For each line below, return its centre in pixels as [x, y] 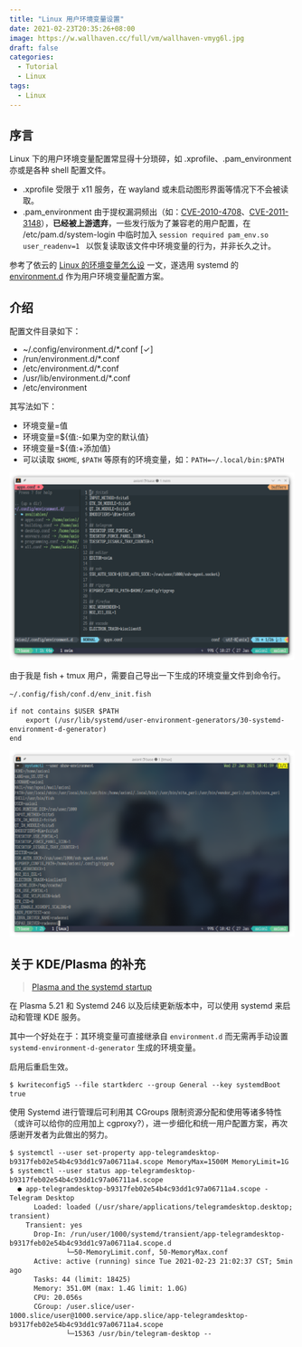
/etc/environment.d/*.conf [71, 369]
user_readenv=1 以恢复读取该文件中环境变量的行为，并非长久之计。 [149, 246]
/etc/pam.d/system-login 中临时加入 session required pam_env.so [146, 234]
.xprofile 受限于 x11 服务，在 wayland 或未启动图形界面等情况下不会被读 [156, 189]
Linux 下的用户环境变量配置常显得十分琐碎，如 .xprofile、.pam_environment [151, 159]
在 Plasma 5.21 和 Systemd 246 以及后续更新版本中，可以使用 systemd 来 [146, 1005]
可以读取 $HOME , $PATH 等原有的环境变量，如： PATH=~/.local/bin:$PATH [153, 460]
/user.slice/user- [101, 1306]
